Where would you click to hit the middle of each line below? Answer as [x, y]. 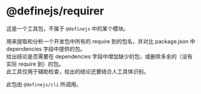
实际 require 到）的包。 [35, 64]
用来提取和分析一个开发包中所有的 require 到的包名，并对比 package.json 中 [101, 41]
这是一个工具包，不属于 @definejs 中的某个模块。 [68, 28]
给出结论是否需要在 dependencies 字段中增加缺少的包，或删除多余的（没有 [100, 56]
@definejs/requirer [55, 11]
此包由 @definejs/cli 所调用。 [44, 84]
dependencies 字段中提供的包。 [46, 49]
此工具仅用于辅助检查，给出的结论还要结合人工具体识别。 [78, 71]
